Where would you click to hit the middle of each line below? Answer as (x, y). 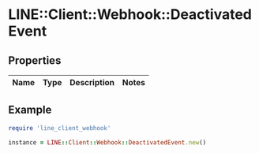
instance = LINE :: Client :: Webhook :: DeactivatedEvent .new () (107, 142)
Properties (35, 60)
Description (92, 82)
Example (30, 110)
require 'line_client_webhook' (60, 128)
